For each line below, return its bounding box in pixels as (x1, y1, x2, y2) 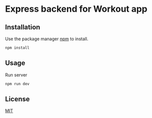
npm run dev (5, 81, 30, 86)
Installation (5, 23, 40, 31)
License (5, 94, 30, 103)
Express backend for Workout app (5, 3, 148, 15)
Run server (5, 72, 28, 78)
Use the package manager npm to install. (5, 36, 89, 42)
